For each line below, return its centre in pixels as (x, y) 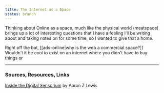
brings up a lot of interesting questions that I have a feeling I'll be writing (78, 33)
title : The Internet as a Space (38, 9)
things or (14, 58)
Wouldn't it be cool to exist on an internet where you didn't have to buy (76, 53)
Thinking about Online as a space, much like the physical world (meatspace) (82, 28)
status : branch (20, 14)
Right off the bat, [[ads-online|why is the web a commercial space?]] (74, 47)
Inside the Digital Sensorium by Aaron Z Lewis (51, 85)
